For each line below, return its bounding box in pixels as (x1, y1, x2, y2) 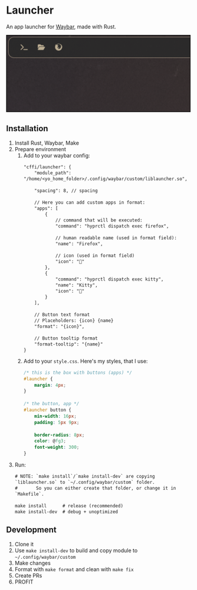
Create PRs (14, 572, 42, 579)
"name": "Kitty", (55, 282, 98, 288)
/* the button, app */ (23, 401, 80, 407)
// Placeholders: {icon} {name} (34, 317, 114, 324)
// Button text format (34, 311, 90, 318)
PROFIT (14, 578, 34, 585)
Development (6, 525, 57, 535)
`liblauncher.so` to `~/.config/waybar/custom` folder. (14, 480, 155, 485)
